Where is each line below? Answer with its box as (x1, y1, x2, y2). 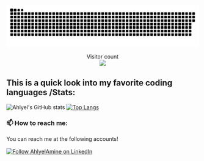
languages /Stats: (6, 87, 76, 98)
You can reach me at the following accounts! (6, 135, 118, 142)
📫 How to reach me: (6, 119, 68, 127)
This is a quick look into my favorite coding (6, 78, 173, 88)
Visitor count (86, 52, 119, 60)
